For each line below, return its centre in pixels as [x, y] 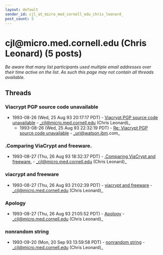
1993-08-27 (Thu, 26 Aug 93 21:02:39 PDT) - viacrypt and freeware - [82, 185]
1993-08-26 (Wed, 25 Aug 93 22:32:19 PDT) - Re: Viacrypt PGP [84, 128]
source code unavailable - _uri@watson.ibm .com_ [70, 133]
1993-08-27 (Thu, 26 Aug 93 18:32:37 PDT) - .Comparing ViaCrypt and [84, 156]
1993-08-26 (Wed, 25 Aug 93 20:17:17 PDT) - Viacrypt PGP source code [85, 117]
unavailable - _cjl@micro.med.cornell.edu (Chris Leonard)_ [71, 123]
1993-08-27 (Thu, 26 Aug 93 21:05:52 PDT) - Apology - [68, 213]
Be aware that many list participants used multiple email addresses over [78, 67]
